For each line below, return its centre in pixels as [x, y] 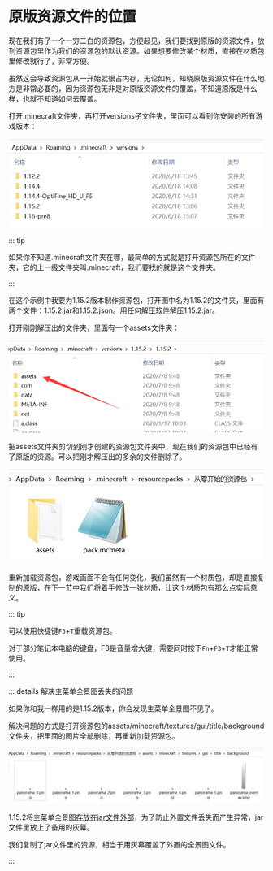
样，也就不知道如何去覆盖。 [55, 98]
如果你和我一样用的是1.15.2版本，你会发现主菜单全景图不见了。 [113, 708]
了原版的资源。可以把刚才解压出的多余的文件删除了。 [97, 457]
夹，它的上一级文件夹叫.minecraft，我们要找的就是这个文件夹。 [115, 267]
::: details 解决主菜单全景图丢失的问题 [71, 691]
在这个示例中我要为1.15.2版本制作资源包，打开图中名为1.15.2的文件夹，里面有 [136, 300]
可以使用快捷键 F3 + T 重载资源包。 [63, 630]
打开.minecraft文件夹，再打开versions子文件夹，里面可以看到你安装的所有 [132, 115]
